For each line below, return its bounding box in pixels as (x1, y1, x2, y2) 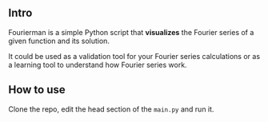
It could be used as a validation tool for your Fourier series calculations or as (8, 51, 261, 61)
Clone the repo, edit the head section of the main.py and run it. (8, 104, 214, 114)
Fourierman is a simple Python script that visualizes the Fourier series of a (8, 27, 254, 37)
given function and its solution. (8, 36, 110, 45)
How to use (8, 83, 66, 96)
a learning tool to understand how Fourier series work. (8, 60, 187, 69)
